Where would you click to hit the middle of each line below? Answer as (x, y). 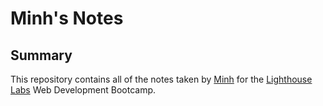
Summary (41, 55)
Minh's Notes (67, 18)
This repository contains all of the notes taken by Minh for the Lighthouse (161, 79)
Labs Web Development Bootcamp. (83, 90)
